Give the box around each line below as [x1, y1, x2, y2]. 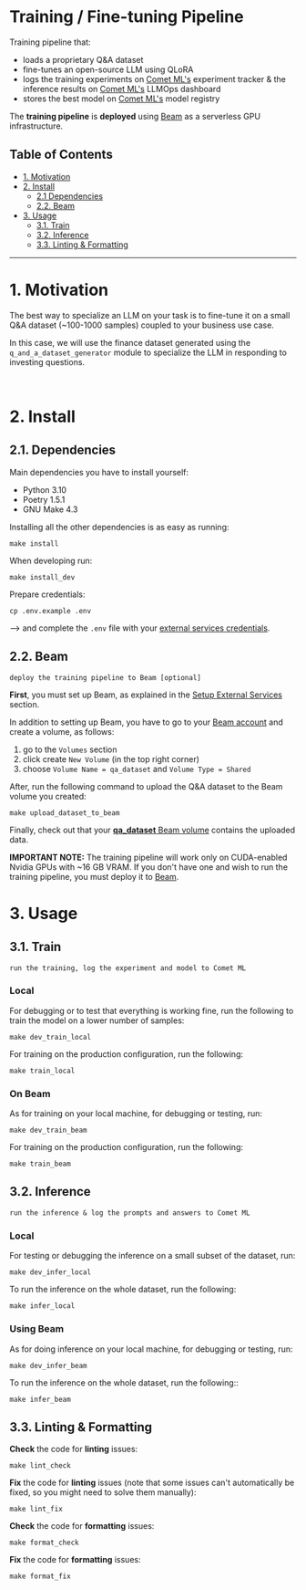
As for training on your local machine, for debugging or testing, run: [9, 1108, 262, 1119]
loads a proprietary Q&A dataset [22, 54, 144, 65]
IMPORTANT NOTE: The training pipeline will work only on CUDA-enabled [9, 852, 288, 863]
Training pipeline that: [9, 37, 91, 47]
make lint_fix [9, 1504, 64, 1514]
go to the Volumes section [22, 744, 117, 755]
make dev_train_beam [9, 1125, 88, 1135]
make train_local [9, 1066, 76, 1075]
